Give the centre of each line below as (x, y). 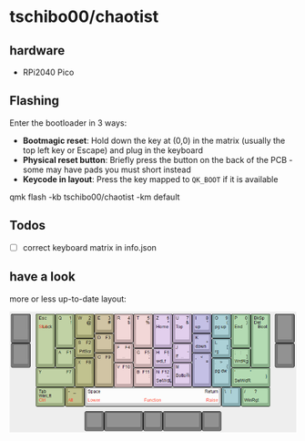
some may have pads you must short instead (107, 169)
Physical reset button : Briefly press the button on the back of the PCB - (158, 159)
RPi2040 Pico (48, 72)
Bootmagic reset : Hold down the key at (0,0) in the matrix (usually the (154, 140)
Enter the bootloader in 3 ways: (68, 123)
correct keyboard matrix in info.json (90, 247)
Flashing (35, 101)
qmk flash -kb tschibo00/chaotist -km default (95, 197)
